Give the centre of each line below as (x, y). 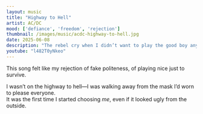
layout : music (24, 12)
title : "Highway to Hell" (39, 17)
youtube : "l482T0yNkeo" (36, 51)
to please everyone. (31, 93)
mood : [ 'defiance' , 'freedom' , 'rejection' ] (63, 29)
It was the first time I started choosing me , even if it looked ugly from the (97, 99)
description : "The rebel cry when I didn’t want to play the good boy (97, 46)
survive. (16, 74)
